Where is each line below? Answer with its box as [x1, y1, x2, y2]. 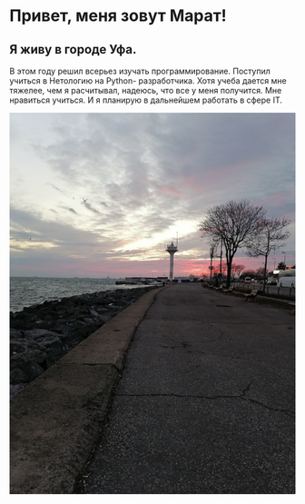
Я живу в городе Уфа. [9, 42, 137, 57]
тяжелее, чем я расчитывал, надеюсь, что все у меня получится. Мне [9, 85, 282, 95]
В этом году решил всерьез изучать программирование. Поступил [9, 65, 271, 76]
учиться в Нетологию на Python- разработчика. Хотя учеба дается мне [9, 75, 288, 86]
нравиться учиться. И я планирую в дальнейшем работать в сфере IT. [9, 94, 283, 105]
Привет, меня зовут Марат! [9, 5, 227, 26]
